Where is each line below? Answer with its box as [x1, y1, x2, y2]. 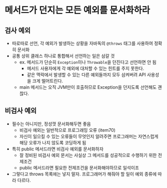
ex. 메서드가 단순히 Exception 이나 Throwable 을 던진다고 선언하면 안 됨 [19, 59, 157, 65]
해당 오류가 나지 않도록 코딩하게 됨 [19, 139, 86, 145]
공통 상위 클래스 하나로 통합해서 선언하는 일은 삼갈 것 [11, 53, 115, 59]
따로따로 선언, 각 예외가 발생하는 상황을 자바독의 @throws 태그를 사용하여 [11, 41, 153, 46]
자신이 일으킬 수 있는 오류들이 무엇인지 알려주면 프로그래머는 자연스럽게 [19, 133, 158, 139]
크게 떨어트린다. [32, 78, 63, 84]
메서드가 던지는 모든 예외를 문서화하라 [4, 5, 150, 16]
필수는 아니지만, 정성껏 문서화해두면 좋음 [11, 121, 91, 127]
